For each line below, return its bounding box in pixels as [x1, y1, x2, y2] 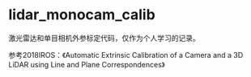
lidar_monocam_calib [8, 6, 155, 24]
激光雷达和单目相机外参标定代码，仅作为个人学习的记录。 [8, 33, 200, 43]
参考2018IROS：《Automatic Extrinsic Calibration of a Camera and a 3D [8, 50, 244, 59]
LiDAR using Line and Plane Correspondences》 [8, 59, 166, 69]
